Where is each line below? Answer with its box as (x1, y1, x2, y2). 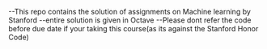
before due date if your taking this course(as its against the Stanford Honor (8, 24, 259, 33)
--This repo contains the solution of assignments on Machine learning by (8, 7, 251, 16)
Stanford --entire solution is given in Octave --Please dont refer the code (8, 15, 252, 25)
